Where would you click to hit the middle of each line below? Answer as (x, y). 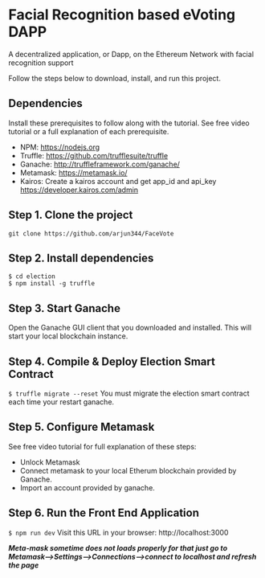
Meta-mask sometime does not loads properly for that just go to (118, 547)
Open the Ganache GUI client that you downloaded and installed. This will (130, 328)
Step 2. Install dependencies (81, 258)
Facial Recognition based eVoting (122, 15)
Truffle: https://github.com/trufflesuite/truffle (94, 155)
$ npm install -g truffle (51, 284)
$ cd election (32, 277)
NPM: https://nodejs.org (60, 147)
